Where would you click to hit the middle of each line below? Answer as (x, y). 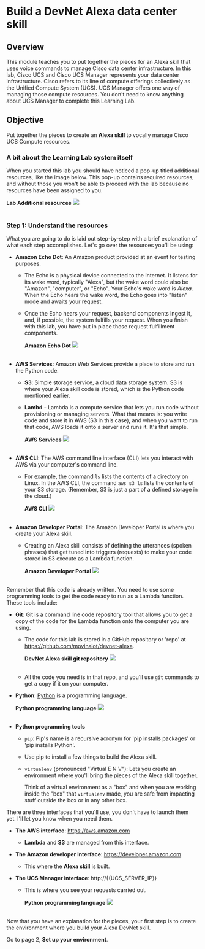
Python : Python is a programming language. (71, 695)
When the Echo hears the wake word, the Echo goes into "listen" (106, 295)
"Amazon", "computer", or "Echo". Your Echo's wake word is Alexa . (109, 289)
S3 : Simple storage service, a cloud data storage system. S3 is (103, 382)
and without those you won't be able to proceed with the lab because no (98, 184)
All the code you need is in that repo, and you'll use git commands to (112, 677)
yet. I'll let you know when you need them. (60, 819)
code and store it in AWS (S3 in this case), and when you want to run (111, 420)
